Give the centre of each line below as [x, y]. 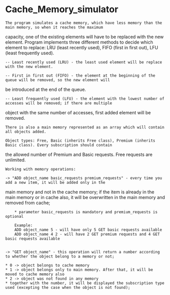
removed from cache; [28, 203]
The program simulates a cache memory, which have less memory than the [84, 23]
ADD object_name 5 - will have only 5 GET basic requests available [88, 230]
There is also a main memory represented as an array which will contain [85, 127]
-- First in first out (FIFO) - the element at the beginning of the [80, 75]
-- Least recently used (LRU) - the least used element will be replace [84, 62]
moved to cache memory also [35, 274]
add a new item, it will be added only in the [55, 182]
